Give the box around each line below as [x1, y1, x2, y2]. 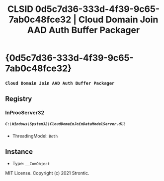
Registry [5, 94, 32, 103]
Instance [5, 147, 33, 156]
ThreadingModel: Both [12, 133, 58, 139]
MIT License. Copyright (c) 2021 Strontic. [5, 170, 89, 176]
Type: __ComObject [12, 161, 50, 167]
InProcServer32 [5, 109, 45, 116]
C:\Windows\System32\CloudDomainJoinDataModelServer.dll [5, 122, 126, 127]
